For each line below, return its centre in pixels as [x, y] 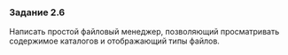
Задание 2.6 [37, 12]
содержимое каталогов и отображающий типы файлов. [114, 41]
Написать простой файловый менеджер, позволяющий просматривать [144, 32]
